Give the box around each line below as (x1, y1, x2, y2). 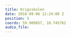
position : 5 (5, 16, 29, 21)
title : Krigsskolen (5, 7, 45, 12)
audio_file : (5, 25, 29, 30)
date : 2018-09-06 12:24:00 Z (5, 12, 64, 16)
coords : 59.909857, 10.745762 (5, 20, 67, 25)
